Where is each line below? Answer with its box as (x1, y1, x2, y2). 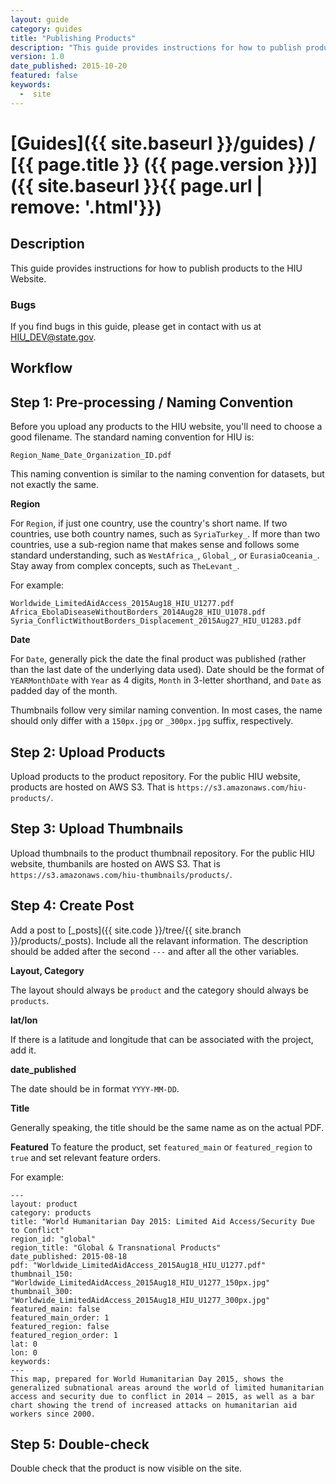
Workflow (10, 360, 73, 377)
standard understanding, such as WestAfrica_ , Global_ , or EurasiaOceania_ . (10, 549, 320, 561)
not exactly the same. (10, 479, 100, 491)
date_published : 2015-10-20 (10, 61, 128, 71)
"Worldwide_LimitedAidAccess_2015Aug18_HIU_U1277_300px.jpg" (10, 1295, 271, 1305)
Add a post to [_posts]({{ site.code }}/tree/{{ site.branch (10, 924, 242, 936)
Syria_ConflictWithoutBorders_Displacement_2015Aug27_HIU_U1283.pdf (10, 616, 302, 626)
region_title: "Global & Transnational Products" (10, 1242, 222, 1253)
